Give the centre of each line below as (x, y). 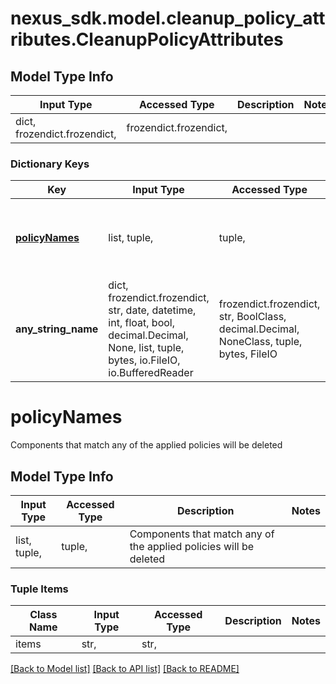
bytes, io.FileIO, (144, 360)
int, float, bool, (141, 323)
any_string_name (57, 329)
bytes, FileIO (248, 354)
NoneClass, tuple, (260, 342)
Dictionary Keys (50, 164)
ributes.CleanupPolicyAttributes (147, 39)
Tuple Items (39, 589)
